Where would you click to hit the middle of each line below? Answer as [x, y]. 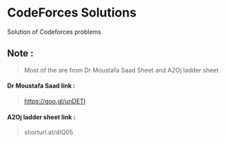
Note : [20, 53]
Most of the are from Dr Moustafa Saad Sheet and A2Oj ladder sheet [121, 70]
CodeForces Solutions [72, 13]
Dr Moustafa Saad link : [41, 86]
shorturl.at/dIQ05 [49, 132]
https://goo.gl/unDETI [55, 101]
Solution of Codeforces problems [54, 32]
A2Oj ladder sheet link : [41, 117]
